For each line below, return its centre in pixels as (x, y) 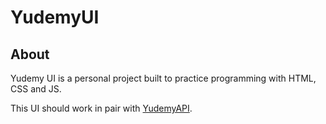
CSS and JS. (36, 89)
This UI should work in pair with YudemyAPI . (101, 108)
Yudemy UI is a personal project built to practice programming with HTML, (163, 78)
